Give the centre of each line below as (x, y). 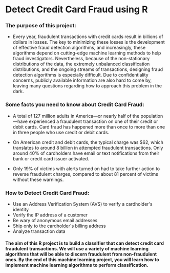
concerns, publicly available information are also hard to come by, (82, 80)
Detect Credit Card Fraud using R (77, 10)
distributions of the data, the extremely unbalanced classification (81, 64)
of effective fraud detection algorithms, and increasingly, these (79, 48)
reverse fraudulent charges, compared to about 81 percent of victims (86, 174)
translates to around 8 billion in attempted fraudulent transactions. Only (88, 148)
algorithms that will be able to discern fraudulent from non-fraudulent (81, 254)
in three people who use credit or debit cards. (61, 132)
